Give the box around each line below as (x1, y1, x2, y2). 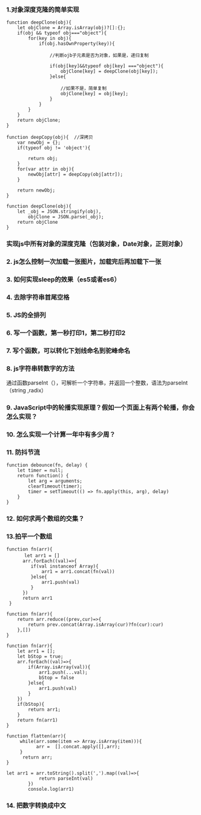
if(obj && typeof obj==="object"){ (17, 30, 107, 36)
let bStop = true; (17, 654, 64, 660)
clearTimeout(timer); (28, 483, 83, 489)
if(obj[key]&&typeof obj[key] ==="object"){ (49, 63, 164, 69)
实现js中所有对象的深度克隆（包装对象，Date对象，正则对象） (6, 240, 186, 248)
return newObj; (17, 187, 56, 193)
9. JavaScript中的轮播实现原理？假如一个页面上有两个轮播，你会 (6, 403, 195, 412)
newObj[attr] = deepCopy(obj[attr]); (28, 172, 123, 178)
